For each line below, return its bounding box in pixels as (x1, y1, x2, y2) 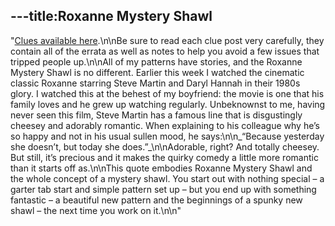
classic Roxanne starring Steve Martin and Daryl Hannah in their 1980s (10, 77, 301, 89)
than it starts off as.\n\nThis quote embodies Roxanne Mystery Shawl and (10, 162, 313, 174)
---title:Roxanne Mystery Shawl (10, 8, 213, 25)
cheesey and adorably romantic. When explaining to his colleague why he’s (10, 119, 320, 131)
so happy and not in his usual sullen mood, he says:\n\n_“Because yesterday (10, 130, 325, 142)
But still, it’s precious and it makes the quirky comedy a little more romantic (10, 151, 319, 163)
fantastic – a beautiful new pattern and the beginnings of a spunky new (10, 194, 303, 206)
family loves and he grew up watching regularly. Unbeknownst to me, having (10, 98, 326, 110)
